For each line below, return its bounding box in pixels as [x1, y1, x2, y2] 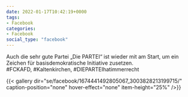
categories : [6, 25, 36, 32]
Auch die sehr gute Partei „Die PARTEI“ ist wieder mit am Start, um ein [6, 53, 179, 60]
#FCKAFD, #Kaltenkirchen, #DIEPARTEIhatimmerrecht [6, 66, 140, 72]
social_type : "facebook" [6, 37, 68, 43]
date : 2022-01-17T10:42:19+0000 [6, 8, 87, 15]
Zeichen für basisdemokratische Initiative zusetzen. [6, 59, 134, 66]
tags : [6, 14, 20, 20]
